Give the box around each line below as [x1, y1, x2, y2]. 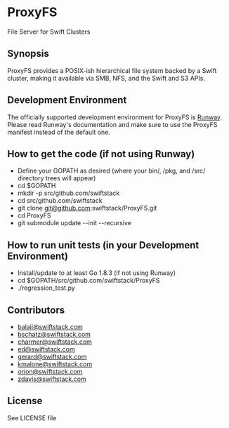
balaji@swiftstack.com [17, 323, 83, 330]
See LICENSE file [7, 413, 57, 422]
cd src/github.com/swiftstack [17, 196, 103, 205]
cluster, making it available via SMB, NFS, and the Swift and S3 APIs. [7, 74, 206, 82]
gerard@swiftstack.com [17, 352, 87, 361]
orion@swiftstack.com [17, 368, 83, 375]
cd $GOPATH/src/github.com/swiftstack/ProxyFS [17, 276, 160, 285]
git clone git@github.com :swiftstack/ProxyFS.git [17, 204, 157, 213]
